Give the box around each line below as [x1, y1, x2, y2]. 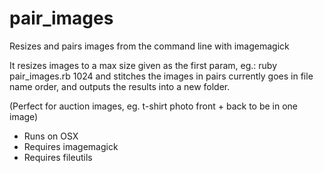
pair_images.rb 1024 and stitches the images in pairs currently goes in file [9, 70, 314, 82]
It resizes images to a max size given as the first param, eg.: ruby [9, 59, 277, 71]
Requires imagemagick [23, 140, 119, 152]
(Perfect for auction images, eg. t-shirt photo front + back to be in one [9, 100, 299, 112]
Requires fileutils [23, 151, 93, 163]
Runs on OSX [23, 130, 79, 142]
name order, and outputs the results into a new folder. [9, 80, 231, 92]
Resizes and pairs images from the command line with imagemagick [9, 40, 290, 52]
